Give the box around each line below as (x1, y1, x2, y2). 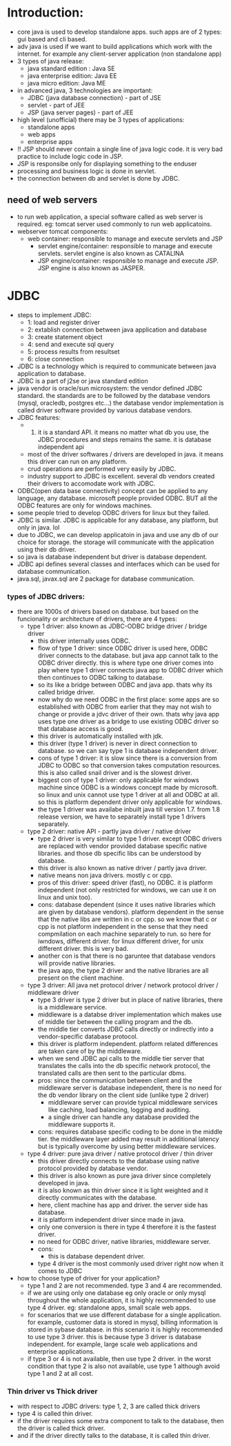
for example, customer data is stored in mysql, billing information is (27, 1318, 219, 1326)
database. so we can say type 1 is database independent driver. (37, 746, 219, 754)
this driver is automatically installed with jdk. (37, 732, 164, 740)
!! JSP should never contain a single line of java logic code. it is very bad (17, 145, 223, 153)
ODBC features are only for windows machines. (17, 501, 152, 510)
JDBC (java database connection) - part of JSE (27, 93, 161, 101)
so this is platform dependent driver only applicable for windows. (37, 798, 223, 806)
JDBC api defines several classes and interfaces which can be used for (17, 560, 220, 568)
